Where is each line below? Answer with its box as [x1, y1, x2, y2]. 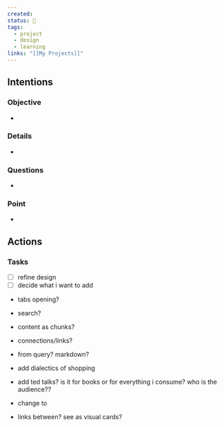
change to [17, 399, 47, 408]
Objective [7, 97, 42, 107]
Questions [7, 165, 44, 174]
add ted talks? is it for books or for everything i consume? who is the [17, 377, 218, 387]
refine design [17, 273, 57, 282]
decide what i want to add [17, 281, 93, 289]
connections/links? [17, 336, 73, 345]
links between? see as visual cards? [17, 413, 122, 421]
